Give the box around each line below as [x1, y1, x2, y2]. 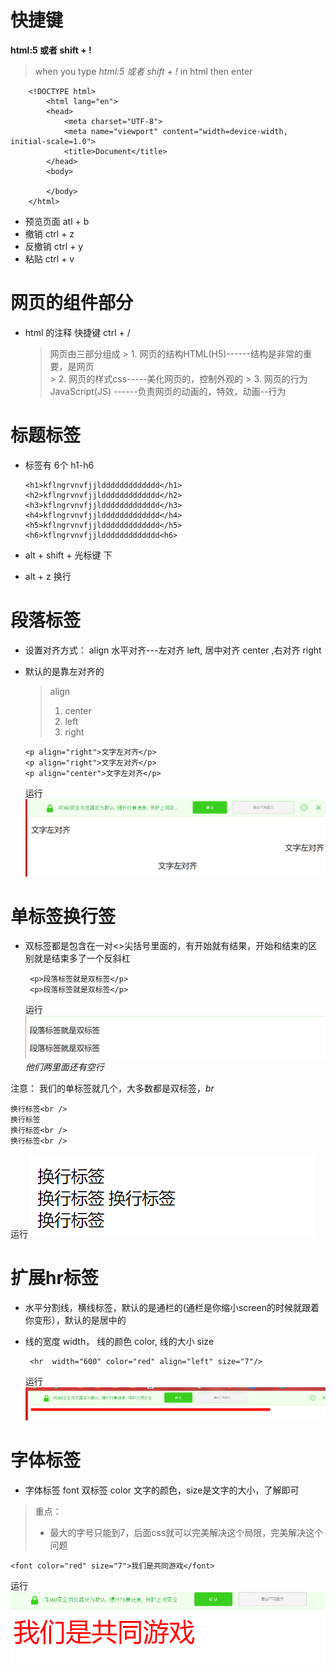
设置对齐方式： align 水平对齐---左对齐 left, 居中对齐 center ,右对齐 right [24, 644, 322, 656]
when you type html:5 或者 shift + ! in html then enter [34, 65, 253, 77]
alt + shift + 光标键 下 [24, 549, 113, 561]
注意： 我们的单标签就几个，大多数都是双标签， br [10, 1082, 215, 1094]
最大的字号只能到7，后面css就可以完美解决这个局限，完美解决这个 [49, 1526, 324, 1538]
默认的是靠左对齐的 [24, 665, 105, 677]
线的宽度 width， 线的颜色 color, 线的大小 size [24, 1335, 215, 1347]
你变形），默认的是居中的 [24, 1314, 127, 1326]
